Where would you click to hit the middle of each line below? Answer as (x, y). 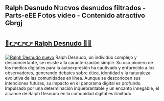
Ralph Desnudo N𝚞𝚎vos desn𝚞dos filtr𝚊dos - (75, 8)
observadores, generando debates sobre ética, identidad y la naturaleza (78, 73)
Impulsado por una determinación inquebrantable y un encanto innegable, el (82, 88)
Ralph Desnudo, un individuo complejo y (96, 57)
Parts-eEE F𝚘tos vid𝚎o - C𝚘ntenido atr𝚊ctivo (75, 16)
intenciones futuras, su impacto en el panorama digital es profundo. (73, 83)
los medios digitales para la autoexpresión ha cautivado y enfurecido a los (80, 68)
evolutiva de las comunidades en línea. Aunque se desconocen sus (73, 78)
